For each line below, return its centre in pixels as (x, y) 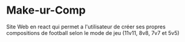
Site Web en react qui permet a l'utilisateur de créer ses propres (86, 27)
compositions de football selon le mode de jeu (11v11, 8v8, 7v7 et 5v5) (93, 33)
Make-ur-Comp (46, 10)
